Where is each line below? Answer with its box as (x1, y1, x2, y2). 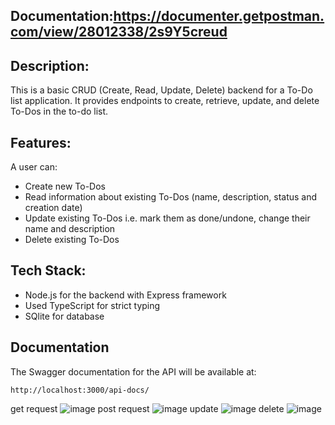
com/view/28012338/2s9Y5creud (10, 24, 228, 41)
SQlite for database (24, 310, 105, 322)
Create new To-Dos (24, 180, 107, 193)
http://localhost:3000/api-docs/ (10, 385, 150, 395)
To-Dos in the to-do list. (10, 105, 109, 118)
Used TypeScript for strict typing (24, 299, 161, 311)
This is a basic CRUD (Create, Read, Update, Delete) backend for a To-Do (10, 84, 313, 96)
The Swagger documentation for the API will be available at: (10, 365, 257, 378)
